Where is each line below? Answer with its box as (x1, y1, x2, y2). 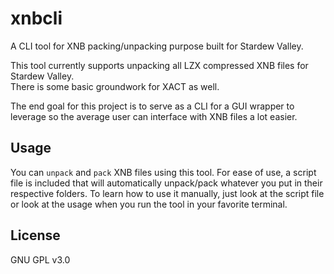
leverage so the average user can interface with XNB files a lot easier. (10, 110, 298, 122)
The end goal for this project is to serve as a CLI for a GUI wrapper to (10, 100, 295, 112)
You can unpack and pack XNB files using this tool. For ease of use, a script (10, 166, 317, 178)
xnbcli (10, 7, 63, 30)
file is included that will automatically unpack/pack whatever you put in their (10, 177, 323, 189)
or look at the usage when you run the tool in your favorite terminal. (10, 198, 288, 210)
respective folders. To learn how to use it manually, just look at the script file (10, 187, 325, 199)
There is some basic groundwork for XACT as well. (10, 80, 220, 92)
